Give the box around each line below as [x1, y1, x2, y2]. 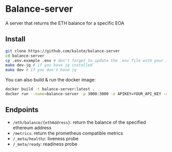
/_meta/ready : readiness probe [12, 141, 78, 147]
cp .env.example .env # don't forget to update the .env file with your [5, 58, 164, 63]
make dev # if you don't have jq [5, 68, 77, 73]
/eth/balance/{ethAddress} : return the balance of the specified [12, 119, 146, 125]
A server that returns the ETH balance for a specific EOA [5, 20, 124, 26]
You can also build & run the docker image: [5, 77, 96, 83]
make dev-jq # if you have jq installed [5, 62, 93, 68]
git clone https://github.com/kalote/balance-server [5, 48, 120, 54]
